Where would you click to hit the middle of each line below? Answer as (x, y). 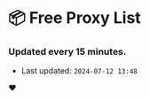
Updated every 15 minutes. (67, 52)
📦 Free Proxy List (75, 18)
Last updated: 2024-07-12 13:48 (79, 71)
